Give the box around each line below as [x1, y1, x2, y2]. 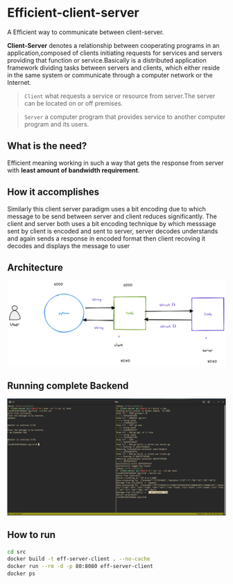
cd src [7, 548, 26, 555]
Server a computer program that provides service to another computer [24, 113, 226, 121]
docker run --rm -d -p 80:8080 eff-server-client [7, 563, 154, 570]
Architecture [7, 261, 64, 273]
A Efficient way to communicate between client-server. [7, 28, 164, 36]
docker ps [7, 570, 36, 578]
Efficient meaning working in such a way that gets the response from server [7, 159, 224, 167]
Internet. [7, 78, 32, 86]
